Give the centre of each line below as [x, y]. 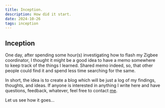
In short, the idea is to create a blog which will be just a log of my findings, [81, 80]
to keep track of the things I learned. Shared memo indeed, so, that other [79, 66]
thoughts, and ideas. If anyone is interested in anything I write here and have [83, 85]
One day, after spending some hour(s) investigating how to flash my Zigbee [82, 55]
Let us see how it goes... [30, 100]
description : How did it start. [38, 14]
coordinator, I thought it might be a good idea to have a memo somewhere [80, 60]
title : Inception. [24, 10]
